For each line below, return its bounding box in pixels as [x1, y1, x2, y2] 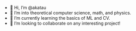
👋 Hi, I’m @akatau [9, 5, 46, 10]
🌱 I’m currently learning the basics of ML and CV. [9, 15, 110, 21]
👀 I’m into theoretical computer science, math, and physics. [9, 10, 132, 16]
